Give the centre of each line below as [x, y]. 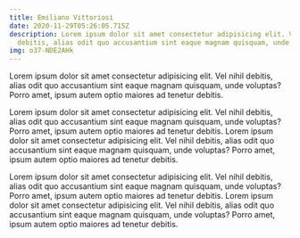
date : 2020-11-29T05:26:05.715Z [69, 26]
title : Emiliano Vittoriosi [62, 17]
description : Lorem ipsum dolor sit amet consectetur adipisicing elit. [147, 34]
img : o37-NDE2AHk [42, 51]
